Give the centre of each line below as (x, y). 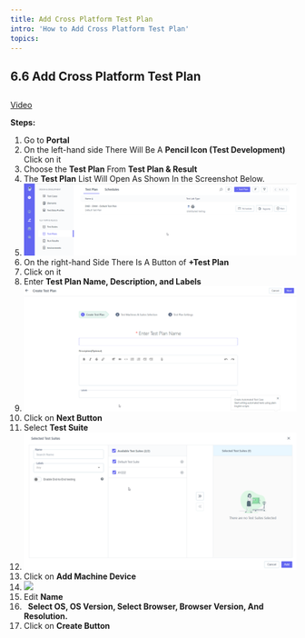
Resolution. (45, 616)
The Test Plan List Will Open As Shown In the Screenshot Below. (144, 179)
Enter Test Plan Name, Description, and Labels (113, 282)
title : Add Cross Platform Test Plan (82, 19)
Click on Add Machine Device (80, 576)
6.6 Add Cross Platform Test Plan (106, 76)
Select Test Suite (56, 428)
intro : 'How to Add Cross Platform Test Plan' (100, 29)
